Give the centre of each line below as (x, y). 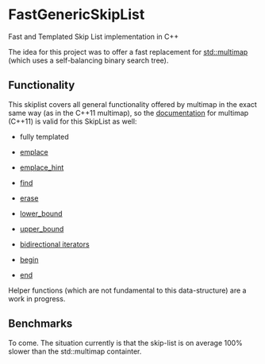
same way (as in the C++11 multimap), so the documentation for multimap (129, 113)
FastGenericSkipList (77, 15)
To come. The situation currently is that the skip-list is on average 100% (126, 343)
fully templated (44, 136)
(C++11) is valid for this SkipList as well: (73, 121)
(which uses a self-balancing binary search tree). (88, 60)
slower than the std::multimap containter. (75, 351)
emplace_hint (42, 167)
